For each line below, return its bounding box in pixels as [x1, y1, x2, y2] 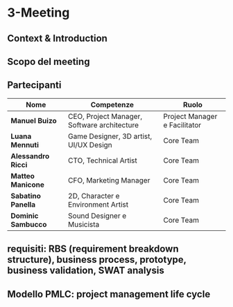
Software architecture [68, 120, 139, 129]
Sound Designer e [68, 211, 127, 221]
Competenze [90, 100, 134, 109]
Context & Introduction [7, 32, 107, 44]
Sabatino [10, 191, 42, 201]
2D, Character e [68, 191, 120, 201]
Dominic [10, 211, 40, 221]
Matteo [10, 171, 35, 180]
